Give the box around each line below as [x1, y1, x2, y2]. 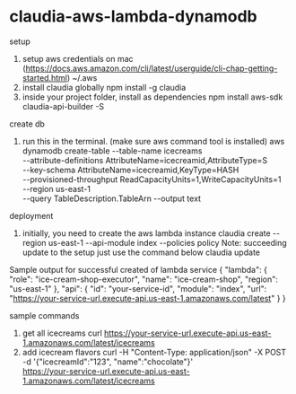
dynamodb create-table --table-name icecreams [22, 145, 203, 156]
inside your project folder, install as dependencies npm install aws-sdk [22, 92, 283, 102]
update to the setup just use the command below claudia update [22, 247, 260, 258]
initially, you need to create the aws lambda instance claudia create [22, 227, 271, 239]
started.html [22, 72, 67, 83]
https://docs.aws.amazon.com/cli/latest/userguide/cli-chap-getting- [25, 63, 278, 74]
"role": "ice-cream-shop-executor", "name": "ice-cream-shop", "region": [9, 274, 278, 285]
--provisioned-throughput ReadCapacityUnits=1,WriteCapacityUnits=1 [22, 173, 282, 185]
